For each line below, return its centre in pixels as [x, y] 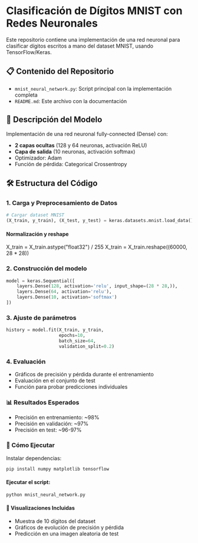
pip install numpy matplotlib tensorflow [58, 469]
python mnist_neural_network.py [46, 495]
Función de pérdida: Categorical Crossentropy [71, 164]
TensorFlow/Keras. [29, 52]
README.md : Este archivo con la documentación [71, 101]
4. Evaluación [26, 362]
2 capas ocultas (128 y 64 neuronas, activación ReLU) [81, 145]
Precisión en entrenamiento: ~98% [57, 418]
